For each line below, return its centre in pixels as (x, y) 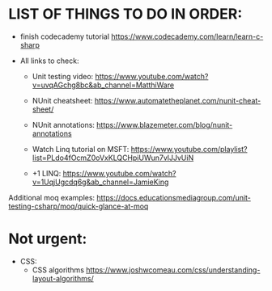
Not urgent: (48, 239)
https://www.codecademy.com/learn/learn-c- (187, 36)
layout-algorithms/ (63, 278)
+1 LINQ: (47, 173)
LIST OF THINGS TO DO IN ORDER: (125, 14)
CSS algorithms (58, 270)
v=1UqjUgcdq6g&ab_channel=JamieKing (100, 182)
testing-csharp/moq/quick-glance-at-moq (79, 206)
